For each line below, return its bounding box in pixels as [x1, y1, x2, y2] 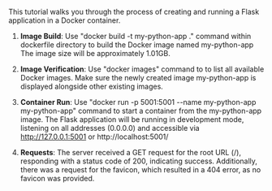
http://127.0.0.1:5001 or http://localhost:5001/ [19, 132, 169, 141]
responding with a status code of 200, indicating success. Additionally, [19, 156, 258, 166]
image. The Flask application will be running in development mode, [19, 115, 244, 124]
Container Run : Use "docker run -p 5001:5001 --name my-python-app [19, 98, 257, 106]
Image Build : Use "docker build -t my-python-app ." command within [19, 32, 252, 41]
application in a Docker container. [8, 15, 121, 25]
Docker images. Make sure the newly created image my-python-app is [19, 73, 257, 82]
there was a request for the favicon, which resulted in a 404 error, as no [19, 165, 261, 174]
